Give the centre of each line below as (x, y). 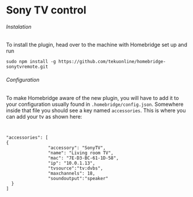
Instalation (19, 26)
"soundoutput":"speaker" (78, 178)
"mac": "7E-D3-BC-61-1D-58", (83, 158)
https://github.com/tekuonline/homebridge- (112, 62)
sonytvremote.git (27, 67)
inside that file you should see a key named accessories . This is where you (96, 110)
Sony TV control (46, 10)
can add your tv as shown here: (44, 116)
